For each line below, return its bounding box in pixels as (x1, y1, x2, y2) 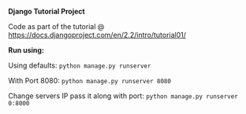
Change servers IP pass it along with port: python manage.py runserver (8, 91, 238, 101)
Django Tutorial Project (8, 7, 85, 16)
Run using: (8, 46, 45, 54)
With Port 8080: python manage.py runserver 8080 (8, 76, 172, 85)
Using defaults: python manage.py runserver (8, 61, 151, 70)
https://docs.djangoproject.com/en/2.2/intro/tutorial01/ (8, 31, 187, 39)
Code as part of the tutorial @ (8, 22, 105, 31)
